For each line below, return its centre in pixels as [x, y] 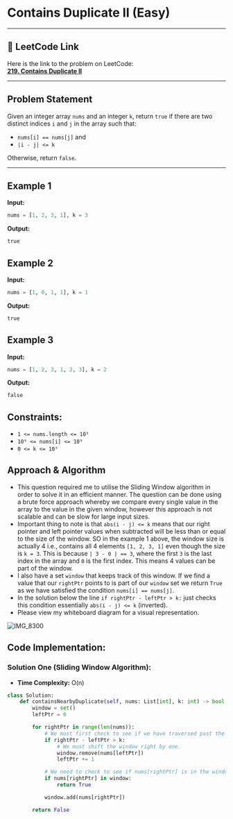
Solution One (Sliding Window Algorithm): [79, 668]
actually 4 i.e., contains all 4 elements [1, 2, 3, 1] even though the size [121, 546]
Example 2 [30, 263]
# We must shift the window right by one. [119, 746]
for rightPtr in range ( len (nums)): [84, 727]
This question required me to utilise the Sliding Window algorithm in [114, 487]
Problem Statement [50, 100]
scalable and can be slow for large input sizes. [84, 516]
